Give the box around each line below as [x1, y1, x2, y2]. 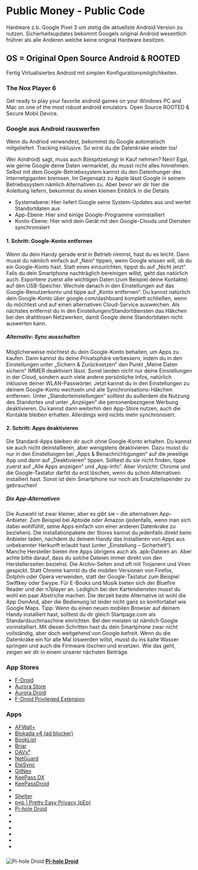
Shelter [14, 793, 33, 800]
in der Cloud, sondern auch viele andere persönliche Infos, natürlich [6, 373, 172, 380]
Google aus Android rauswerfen [6, 124, 100, 132]
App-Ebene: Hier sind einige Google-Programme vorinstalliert [14, 211, 165, 218]
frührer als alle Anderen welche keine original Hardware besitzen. [6, 36, 165, 43]
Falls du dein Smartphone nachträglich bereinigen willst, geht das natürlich [6, 269, 188, 276]
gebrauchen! [6, 481, 37, 489]
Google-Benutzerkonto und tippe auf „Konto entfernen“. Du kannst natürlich [6, 288, 190, 295]
